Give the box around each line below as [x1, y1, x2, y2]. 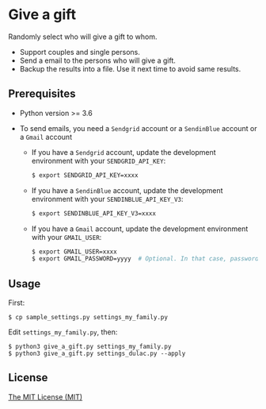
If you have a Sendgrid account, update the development [31, 147, 216, 156]
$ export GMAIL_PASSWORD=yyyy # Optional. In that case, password [31, 255, 259, 263]
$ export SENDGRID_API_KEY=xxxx [31, 171, 139, 179]
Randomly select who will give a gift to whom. [8, 32, 158, 41]
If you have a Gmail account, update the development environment [31, 224, 249, 233]
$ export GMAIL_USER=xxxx [31, 248, 117, 256]
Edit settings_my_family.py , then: [8, 327, 118, 337]
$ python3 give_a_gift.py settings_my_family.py [8, 343, 172, 351]
